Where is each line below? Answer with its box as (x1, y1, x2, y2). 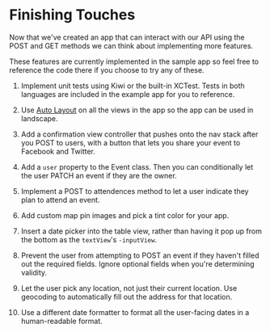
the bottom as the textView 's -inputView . (20, 234, 157, 244)
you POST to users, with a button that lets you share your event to (20, 137, 241, 147)
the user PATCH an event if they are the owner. (20, 170, 177, 180)
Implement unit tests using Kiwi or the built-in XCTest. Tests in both (20, 81, 245, 90)
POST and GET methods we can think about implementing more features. (9, 40, 254, 50)
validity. (20, 267, 48, 277)
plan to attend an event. (20, 195, 100, 204)
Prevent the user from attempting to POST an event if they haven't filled (20, 250, 259, 260)
